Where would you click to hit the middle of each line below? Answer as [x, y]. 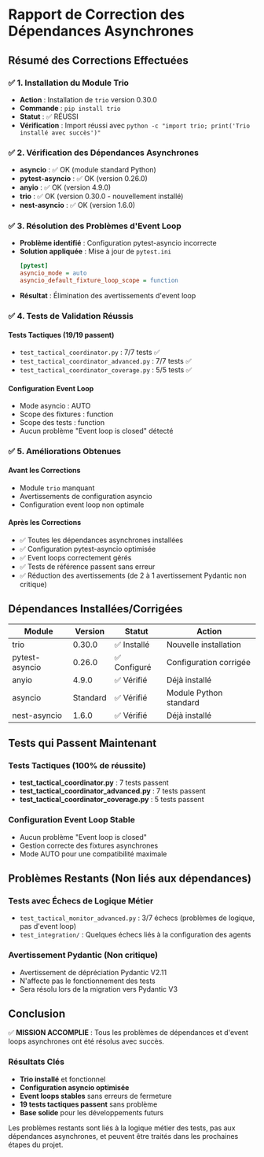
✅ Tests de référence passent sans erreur [87, 566]
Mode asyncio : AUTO [55, 406]
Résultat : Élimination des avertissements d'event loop [108, 296]
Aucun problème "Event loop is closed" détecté [96, 431]
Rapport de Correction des [97, 15]
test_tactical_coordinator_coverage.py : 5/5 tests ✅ [106, 370]
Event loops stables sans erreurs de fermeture [95, 1096]
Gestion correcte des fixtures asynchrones [89, 845]
